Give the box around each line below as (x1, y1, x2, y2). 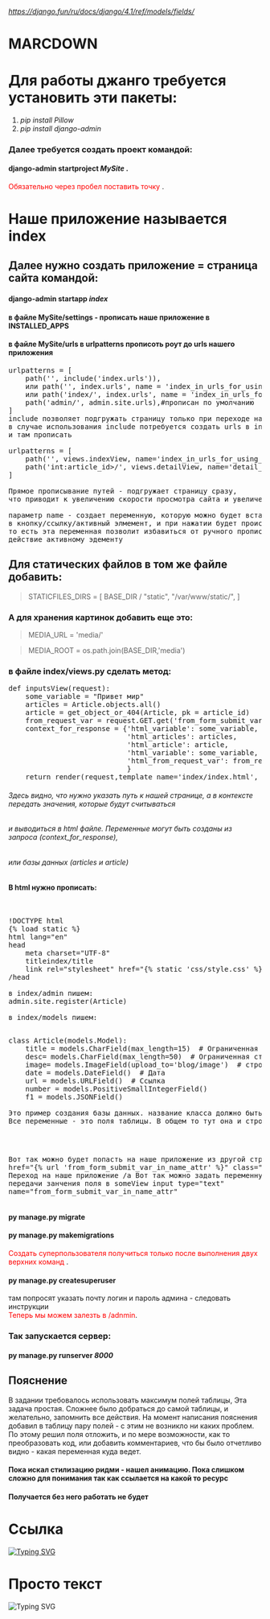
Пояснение (8, 1373, 68, 1388)
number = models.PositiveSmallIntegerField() (25, 1084, 208, 1094)
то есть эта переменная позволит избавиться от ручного (8, 527, 233, 535)
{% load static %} (8, 924, 81, 934)
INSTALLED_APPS (8, 320, 70, 330)
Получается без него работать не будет (8, 1492, 149, 1501)
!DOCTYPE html (8, 916, 64, 926)
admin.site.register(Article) (8, 997, 128, 1006)
